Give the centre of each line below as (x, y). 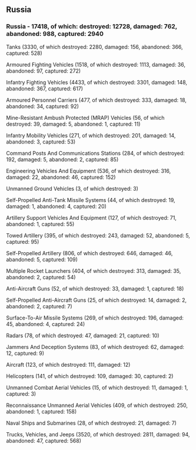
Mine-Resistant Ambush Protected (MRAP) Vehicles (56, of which (85, 118)
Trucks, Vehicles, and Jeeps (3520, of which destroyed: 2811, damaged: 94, (98, 434)
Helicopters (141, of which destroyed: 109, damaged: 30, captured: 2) (90, 376)
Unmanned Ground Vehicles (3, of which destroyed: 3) (72, 188)
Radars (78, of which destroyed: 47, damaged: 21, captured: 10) (83, 335)
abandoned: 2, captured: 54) (41, 277)
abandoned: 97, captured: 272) (44, 71)
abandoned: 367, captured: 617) (45, 89)
